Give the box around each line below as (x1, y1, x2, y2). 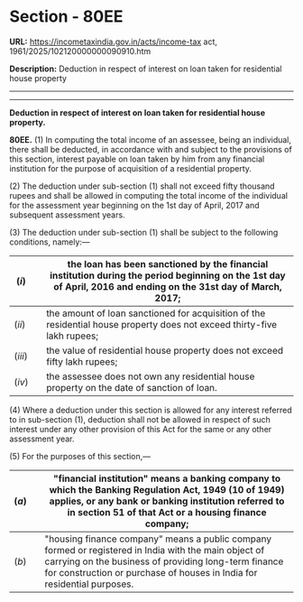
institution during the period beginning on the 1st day (49, 269, 286, 282)
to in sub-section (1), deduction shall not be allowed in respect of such (9, 413, 271, 425)
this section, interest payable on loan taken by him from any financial (9, 153, 265, 164)
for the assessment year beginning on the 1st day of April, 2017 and (9, 199, 260, 210)
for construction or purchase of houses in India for (44, 566, 258, 579)
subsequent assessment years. (9, 209, 125, 220)
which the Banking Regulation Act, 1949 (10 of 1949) (49, 483, 285, 495)
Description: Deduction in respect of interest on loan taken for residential (9, 63, 282, 74)
